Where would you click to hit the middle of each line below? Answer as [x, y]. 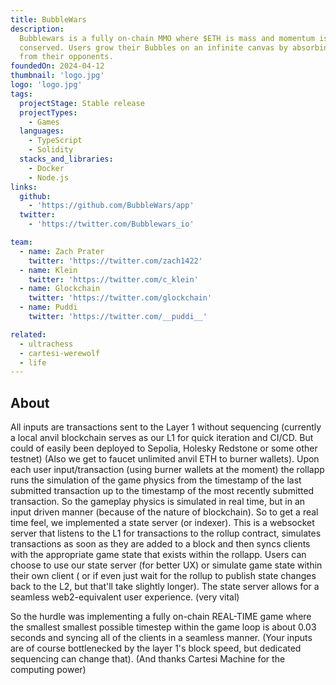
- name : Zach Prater [62, 251]
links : [24, 187]
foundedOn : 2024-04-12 [57, 66]
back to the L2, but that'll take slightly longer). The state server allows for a [165, 587]
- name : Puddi [48, 307]
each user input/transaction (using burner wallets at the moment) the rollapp [167, 470]
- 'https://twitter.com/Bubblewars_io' [111, 224]
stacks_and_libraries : [66, 159]
